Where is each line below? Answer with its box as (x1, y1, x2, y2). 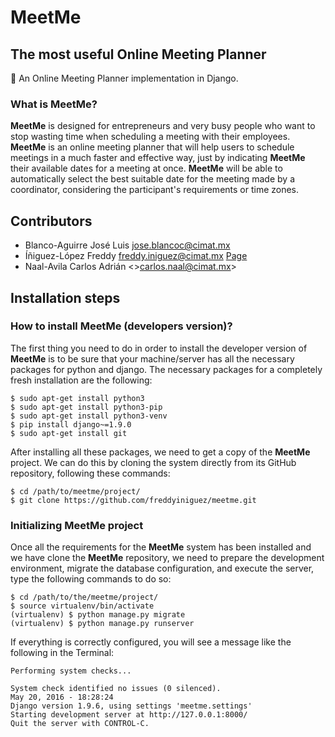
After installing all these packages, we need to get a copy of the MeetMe (10, 446, 311, 458)
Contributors (10, 212, 93, 230)
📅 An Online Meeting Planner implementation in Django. (10, 72, 239, 84)
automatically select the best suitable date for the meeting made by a (10, 173, 295, 185)
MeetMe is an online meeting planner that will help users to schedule (10, 141, 295, 153)
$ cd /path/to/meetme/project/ (10, 486, 141, 496)
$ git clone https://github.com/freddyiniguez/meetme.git (10, 495, 257, 505)
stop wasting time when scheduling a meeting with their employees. (10, 131, 291, 143)
